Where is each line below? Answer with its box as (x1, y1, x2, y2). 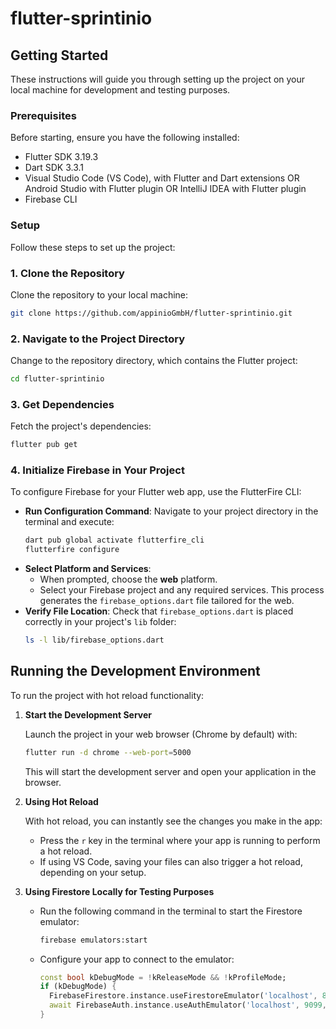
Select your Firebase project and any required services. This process (39, 584, 325, 596)
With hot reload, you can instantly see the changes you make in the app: (24, 815, 323, 827)
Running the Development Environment (10, 663, 261, 680)
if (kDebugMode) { (39, 982, 117, 992)
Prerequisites (10, 108, 77, 122)
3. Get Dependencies (10, 397, 115, 411)
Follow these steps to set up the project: (10, 241, 176, 253)
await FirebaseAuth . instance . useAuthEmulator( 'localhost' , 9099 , (48, 1000, 327, 1011)
